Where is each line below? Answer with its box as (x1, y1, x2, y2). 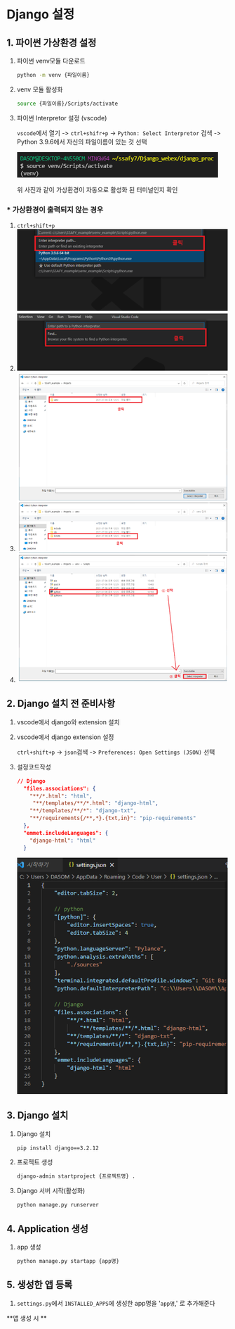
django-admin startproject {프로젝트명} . (16, 1173, 136, 1180)
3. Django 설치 (6, 1109, 69, 1121)
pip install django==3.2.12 (16, 1145, 99, 1152)
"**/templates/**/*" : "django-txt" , (29, 807, 137, 814)
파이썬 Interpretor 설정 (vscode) (16, 113, 107, 122)
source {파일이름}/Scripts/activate (16, 100, 119, 107)
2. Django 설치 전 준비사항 (6, 698, 115, 710)
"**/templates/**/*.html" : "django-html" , (32, 800, 159, 807)
